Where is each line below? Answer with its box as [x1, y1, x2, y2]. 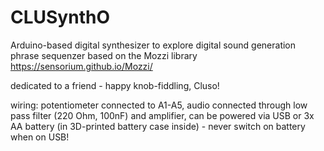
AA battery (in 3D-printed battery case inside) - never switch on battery [10, 120, 306, 132]
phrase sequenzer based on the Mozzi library [10, 49, 198, 61]
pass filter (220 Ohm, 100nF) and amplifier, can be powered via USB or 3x [10, 109, 315, 121]
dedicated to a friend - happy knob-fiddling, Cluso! [10, 79, 220, 91]
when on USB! [10, 131, 70, 143]
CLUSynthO [10, 6, 110, 29]
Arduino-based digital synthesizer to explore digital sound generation [10, 39, 297, 51]
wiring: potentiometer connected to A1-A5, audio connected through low [10, 99, 308, 111]
